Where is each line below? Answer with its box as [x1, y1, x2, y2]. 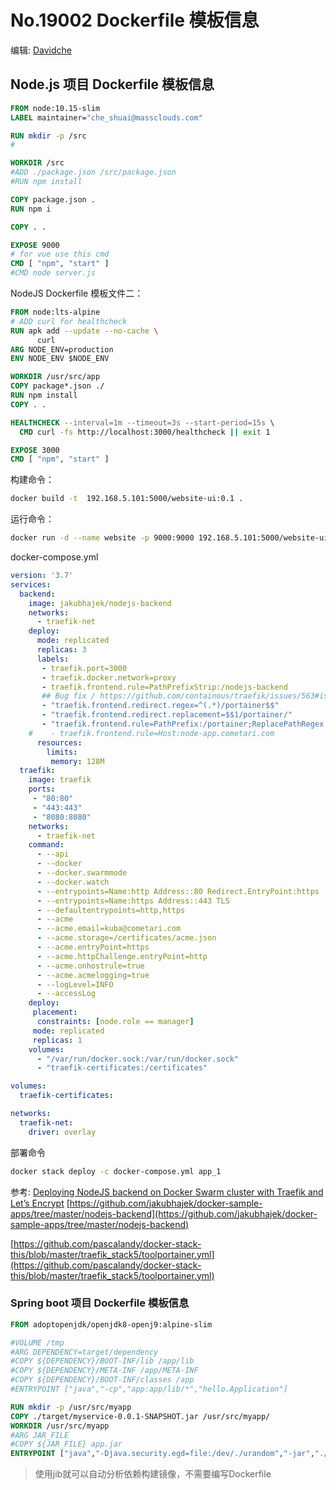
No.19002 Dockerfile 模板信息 [10, 9, 260, 32]
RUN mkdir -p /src [10, 131, 87, 141]
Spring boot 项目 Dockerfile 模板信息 [10, 1296, 190, 1310]
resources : [36, 737, 83, 748]
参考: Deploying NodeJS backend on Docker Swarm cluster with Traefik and [10, 1186, 324, 1198]
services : [10, 579, 52, 590]
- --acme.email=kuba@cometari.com [36, 924, 182, 934]
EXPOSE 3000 [10, 445, 60, 455]
